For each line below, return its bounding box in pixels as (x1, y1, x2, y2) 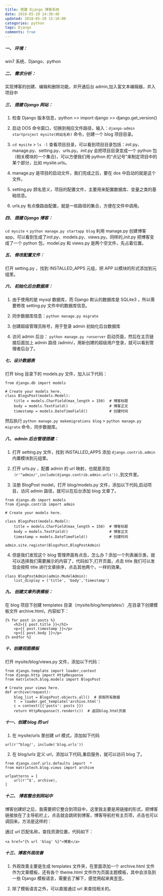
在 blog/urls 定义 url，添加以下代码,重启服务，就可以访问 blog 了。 (12, 751, 145, 757)
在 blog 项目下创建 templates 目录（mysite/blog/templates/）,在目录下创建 (5, 602, 154, 608)
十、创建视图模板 (5, 646, 39, 651)
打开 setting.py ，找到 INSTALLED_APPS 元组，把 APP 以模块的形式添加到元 (5, 265, 157, 271)
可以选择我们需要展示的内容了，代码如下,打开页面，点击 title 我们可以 (12, 558, 151, 564)
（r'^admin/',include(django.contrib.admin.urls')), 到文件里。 (12, 471, 142, 477)
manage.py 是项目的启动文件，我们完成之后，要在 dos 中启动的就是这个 (12, 170, 156, 176)
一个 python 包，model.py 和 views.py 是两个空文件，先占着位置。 (13, 240, 147, 246)
